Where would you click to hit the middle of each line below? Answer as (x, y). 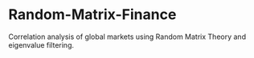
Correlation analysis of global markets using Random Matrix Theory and (127, 37)
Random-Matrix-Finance (92, 15)
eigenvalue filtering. (41, 44)
